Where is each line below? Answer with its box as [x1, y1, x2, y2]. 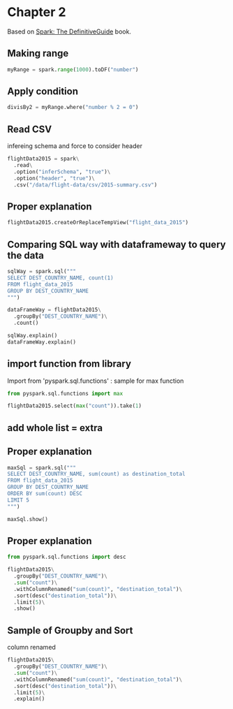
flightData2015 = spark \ [7, 155, 80, 163]
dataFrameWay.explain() [7, 338, 77, 346]
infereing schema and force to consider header [7, 142, 143, 150]
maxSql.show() [7, 516, 49, 522]
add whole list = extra [7, 422, 103, 434]
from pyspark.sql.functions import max [7, 390, 123, 397]
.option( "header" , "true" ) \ [13, 175, 96, 182]
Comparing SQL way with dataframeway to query [7, 238, 226, 250]
